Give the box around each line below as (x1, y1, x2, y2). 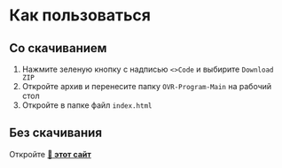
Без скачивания (9, 126, 103, 141)
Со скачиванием (9, 41, 107, 56)
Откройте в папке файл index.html (21, 100, 153, 111)
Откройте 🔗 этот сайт (9, 149, 91, 159)
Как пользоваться (9, 5, 151, 26)
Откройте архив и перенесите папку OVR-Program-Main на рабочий (21, 81, 272, 91)
